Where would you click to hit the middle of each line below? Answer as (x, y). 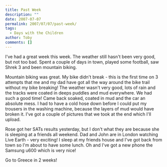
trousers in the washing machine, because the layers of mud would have (80, 108)
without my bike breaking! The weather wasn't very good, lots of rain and (81, 87)
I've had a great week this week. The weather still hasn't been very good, (81, 56)
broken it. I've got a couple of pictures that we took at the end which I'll (78, 114)
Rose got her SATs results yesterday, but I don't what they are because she (82, 129)
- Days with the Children (37, 33)
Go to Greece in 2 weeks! (31, 160)
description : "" (22, 14)
